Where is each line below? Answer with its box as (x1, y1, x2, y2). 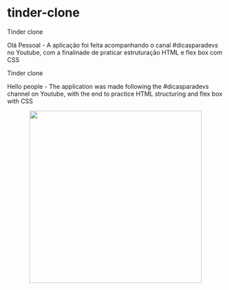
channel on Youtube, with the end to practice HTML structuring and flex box (7, 90, 223, 98)
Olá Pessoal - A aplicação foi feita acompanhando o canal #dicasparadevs (7, 41, 219, 49)
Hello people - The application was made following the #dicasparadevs (7, 82, 209, 90)
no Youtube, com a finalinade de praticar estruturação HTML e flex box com (7, 48, 223, 56)
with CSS (7, 96, 33, 105)
